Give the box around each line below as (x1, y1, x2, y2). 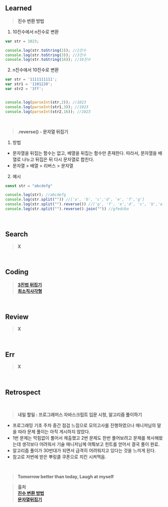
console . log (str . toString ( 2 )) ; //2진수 (5, 48, 87, 53)
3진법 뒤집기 (17, 282, 42, 288)
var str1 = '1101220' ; (5, 81, 53, 87)
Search (5, 230, 29, 238)
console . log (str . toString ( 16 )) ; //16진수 (5, 57, 91, 62)
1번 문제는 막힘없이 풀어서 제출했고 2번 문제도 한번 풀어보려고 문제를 (12, 435, 145, 441)
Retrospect (5, 388, 41, 396)
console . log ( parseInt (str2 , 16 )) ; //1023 (5, 109, 91, 114)
